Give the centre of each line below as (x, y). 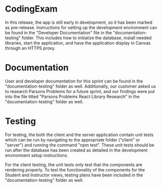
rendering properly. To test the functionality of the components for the (75, 170)
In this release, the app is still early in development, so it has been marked (79, 22)
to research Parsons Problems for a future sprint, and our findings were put (80, 91)
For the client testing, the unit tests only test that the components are (74, 164)
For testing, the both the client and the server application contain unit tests (79, 135)
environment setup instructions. (37, 155)
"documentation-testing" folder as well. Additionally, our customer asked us (81, 86)
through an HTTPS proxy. (30, 48)
